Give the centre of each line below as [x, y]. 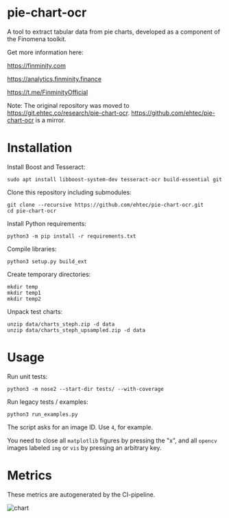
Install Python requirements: [47, 223]
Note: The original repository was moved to [68, 105]
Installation [40, 148]
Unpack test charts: [35, 311]
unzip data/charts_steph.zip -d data [61, 324]
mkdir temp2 [24, 299]
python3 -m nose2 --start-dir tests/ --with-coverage [86, 389]
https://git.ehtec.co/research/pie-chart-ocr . [69, 113]
